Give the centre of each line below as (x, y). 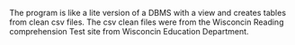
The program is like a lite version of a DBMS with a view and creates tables (147, 13)
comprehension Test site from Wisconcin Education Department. (129, 31)
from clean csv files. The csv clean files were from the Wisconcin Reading (147, 22)
